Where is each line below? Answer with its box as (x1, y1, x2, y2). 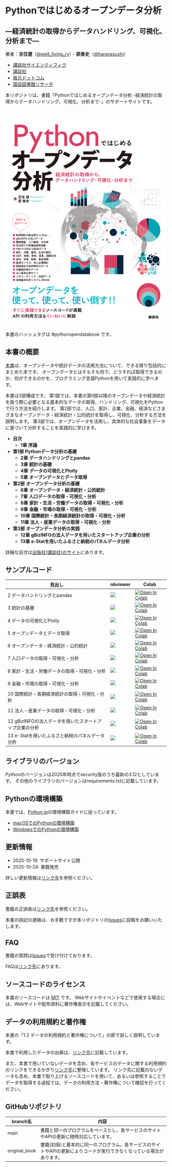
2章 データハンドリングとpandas (20, 455, 91, 461)
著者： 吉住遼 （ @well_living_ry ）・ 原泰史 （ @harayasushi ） (5, 51, 128, 57)
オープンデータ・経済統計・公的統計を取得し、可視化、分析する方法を (18, 411, 167, 418)
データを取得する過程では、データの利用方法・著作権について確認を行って (5, 1080, 162, 1086)
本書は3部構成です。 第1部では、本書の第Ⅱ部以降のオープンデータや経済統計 (5, 392, 165, 399)
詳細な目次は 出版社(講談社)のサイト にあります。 (5, 549, 107, 555)
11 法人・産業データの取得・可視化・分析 (7, 707, 96, 714)
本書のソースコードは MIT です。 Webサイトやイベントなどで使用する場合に (5, 994, 165, 1001)
